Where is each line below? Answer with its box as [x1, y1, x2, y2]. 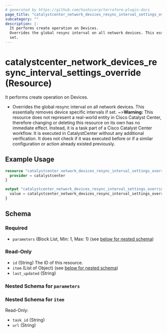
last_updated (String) [12, 270, 56, 276]
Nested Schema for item [5, 296, 65, 303]
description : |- [5, 21, 39, 26]
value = [9, 191, 26, 197]
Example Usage [5, 155, 55, 164]
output [5, 187, 19, 192]
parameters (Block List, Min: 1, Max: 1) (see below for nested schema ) [12, 236, 154, 242]
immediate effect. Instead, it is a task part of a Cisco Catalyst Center [12, 125, 153, 131]
